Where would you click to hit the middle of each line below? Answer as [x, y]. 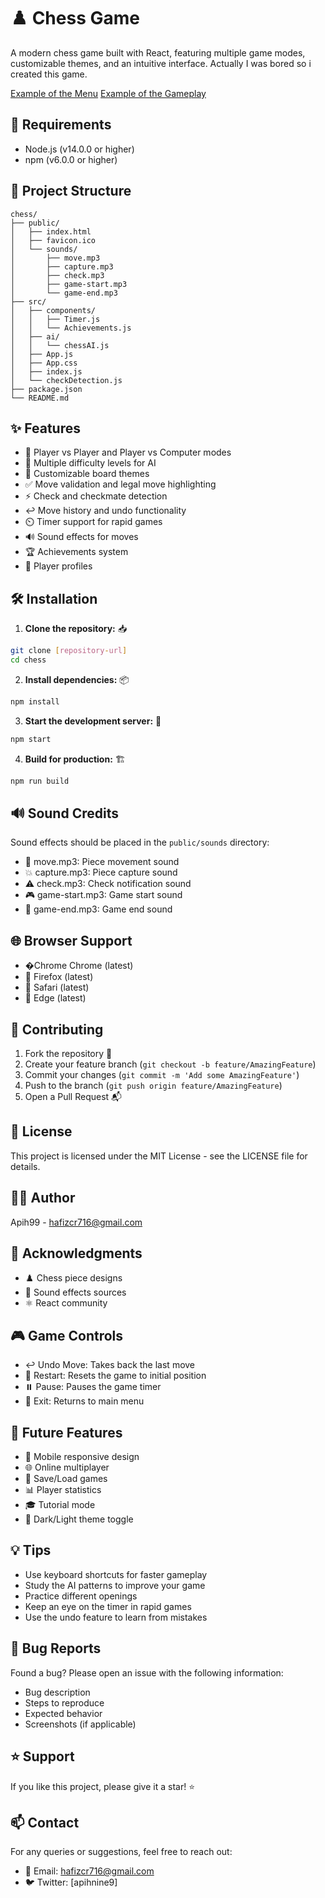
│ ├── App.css [44, 363]
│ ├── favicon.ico [53, 240]
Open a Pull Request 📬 [73, 1096]
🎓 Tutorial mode [60, 1505]
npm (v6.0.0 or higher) [71, 159]
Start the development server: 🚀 [93, 721]
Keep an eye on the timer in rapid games [108, 1606]
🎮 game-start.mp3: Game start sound [103, 895]
